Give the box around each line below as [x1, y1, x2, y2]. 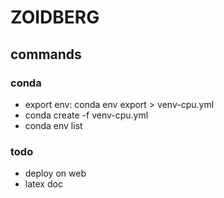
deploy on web [24, 167, 87, 180]
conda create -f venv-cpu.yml [24, 109, 149, 121]
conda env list [24, 119, 83, 131]
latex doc [24, 178, 63, 190]
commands [10, 46, 82, 63]
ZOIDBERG [10, 6, 100, 29]
